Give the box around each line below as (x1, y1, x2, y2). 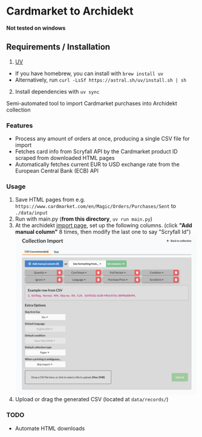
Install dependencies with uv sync (15, 88, 100, 95)
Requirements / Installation (6, 42, 111, 52)
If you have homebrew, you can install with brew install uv (15, 70, 164, 77)
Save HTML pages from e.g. (15, 196, 86, 204)
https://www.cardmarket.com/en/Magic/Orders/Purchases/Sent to (15, 202, 177, 210)
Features (6, 121, 33, 130)
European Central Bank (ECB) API (15, 167, 99, 175)
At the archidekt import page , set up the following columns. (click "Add (15, 222, 192, 229)
